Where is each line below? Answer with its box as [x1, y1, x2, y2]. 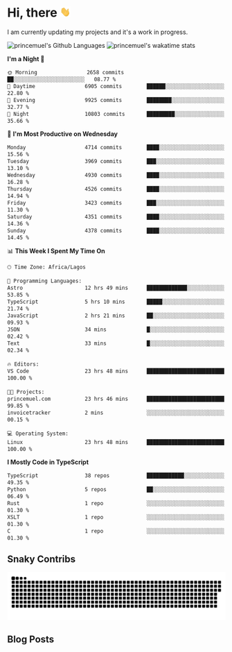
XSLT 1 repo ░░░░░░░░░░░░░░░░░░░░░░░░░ [7, 513, 225, 521]
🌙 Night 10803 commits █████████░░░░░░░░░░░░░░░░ [7, 110, 225, 117]
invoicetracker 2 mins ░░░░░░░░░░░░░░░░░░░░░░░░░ [7, 409, 225, 416]
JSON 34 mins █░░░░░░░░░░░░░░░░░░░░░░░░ [7, 326, 225, 333]
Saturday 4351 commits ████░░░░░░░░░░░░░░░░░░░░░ [7, 213, 225, 220]
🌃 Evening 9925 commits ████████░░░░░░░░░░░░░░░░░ [7, 96, 225, 103]
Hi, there [7, 5, 57, 21]
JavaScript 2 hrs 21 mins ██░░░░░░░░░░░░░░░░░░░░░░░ [7, 312, 225, 319]
